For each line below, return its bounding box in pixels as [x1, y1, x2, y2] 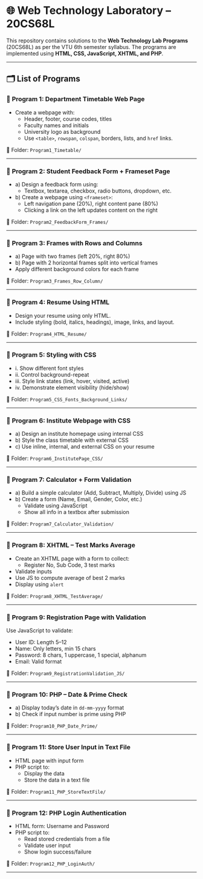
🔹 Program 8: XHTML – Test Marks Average [6, 541, 136, 550]
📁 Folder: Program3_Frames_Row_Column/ [6, 277, 103, 285]
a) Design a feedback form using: [14, 180, 98, 188]
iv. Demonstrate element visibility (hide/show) [14, 384, 129, 391]
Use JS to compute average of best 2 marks [14, 574, 125, 581]
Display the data [24, 769, 65, 777]
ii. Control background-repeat [14, 370, 89, 378]
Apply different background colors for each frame [14, 266, 139, 273]
